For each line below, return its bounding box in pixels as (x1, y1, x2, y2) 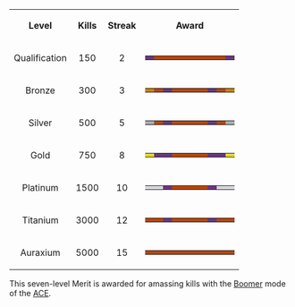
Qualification (13, 52, 67, 64)
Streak (107, 20, 137, 31)
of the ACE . (9, 288, 52, 298)
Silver (28, 116, 53, 129)
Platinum (21, 182, 59, 193)
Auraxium (20, 246, 61, 259)
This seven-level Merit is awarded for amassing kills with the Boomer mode (9, 278, 286, 289)
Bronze (25, 84, 55, 97)
